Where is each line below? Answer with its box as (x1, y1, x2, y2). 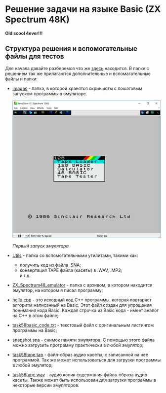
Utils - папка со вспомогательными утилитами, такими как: (12, 252, 138, 258)
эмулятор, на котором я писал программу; (12, 287, 103, 293)
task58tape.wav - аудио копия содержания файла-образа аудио (12, 372, 147, 378)
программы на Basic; (12, 327, 57, 333)
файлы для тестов (5, 52, 64, 61)
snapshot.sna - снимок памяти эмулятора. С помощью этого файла (12, 337, 155, 343)
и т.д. (19, 273, 31, 279)
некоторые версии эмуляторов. (12, 382, 80, 388)
